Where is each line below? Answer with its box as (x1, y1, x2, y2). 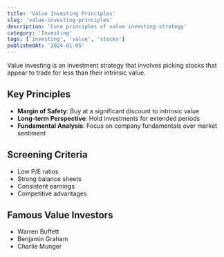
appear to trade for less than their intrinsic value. (7, 68, 147, 77)
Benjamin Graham (17, 235, 68, 243)
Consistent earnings (17, 182, 75, 190)
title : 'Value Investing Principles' (7, 10, 116, 17)
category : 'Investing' (7, 29, 73, 37)
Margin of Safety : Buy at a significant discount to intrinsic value (17, 106, 200, 115)
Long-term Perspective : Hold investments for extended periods (17, 114, 200, 122)
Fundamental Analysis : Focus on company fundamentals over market (17, 122, 218, 130)
